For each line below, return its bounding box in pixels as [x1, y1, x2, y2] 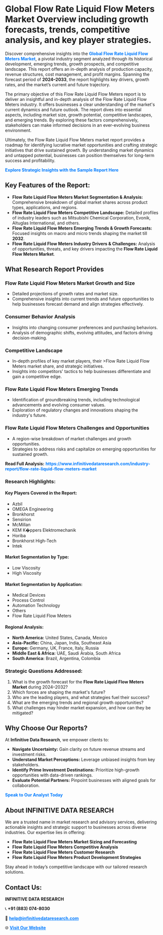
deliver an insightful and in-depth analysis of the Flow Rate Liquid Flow [5, 96, 147, 102]
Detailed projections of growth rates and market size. [12, 291, 119, 297]
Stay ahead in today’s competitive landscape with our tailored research [5, 864, 147, 870]
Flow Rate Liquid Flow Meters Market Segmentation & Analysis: [12, 194, 143, 200]
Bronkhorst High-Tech [12, 538, 57, 544]
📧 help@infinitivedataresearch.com [5, 916, 79, 921]
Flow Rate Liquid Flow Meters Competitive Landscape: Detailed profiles [12, 210, 159, 215]
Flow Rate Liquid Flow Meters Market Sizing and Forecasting [12, 839, 137, 845]
